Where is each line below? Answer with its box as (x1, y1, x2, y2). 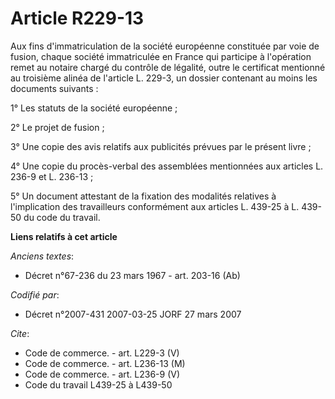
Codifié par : (10, 288, 60, 301)
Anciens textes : (10, 250, 75, 262)
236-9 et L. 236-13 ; (10, 170, 94, 182)
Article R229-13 (10, 7, 145, 30)
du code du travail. (23, 211, 101, 223)
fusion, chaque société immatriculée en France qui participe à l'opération (10, 50, 312, 62)
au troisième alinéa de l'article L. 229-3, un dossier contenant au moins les (10, 72, 318, 84)
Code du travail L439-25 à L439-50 (24, 378, 173, 391)
